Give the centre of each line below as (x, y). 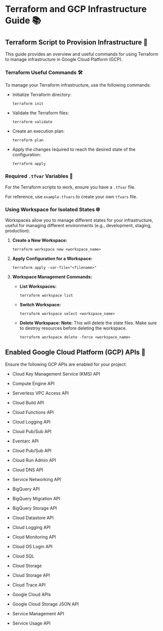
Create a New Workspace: (40, 240)
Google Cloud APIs (31, 594)
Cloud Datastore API (33, 518)
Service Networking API (37, 479)
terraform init (28, 104)
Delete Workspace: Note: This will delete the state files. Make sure (88, 323)
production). (18, 231)
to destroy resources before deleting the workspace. (73, 328)
